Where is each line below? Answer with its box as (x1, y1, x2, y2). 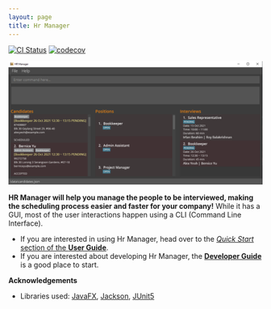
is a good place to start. (19, 260, 99, 269)
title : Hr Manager (8, 21, 70, 30)
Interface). (8, 218, 44, 228)
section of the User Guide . (19, 243, 109, 252)
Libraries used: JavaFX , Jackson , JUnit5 (19, 291, 155, 301)
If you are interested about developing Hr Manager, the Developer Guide (19, 251, 262, 260)
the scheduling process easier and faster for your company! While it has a (8, 201, 261, 210)
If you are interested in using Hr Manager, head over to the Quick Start (19, 234, 254, 243)
